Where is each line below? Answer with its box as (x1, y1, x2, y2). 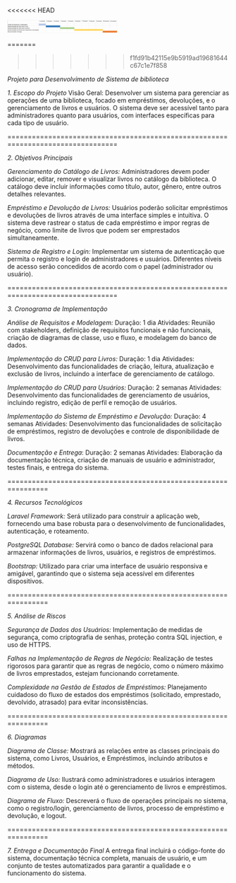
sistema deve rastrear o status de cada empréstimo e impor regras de (7, 218, 210, 227)
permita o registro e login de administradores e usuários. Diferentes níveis (7, 255, 222, 264)
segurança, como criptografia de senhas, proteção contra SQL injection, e (7, 633, 223, 642)
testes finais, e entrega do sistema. (7, 463, 109, 472)
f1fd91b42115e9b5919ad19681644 (130, 54, 228, 62)
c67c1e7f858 (130, 62, 168, 70)
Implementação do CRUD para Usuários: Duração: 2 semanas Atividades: (7, 383, 222, 392)
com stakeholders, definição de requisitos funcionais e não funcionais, (7, 326, 213, 334)
